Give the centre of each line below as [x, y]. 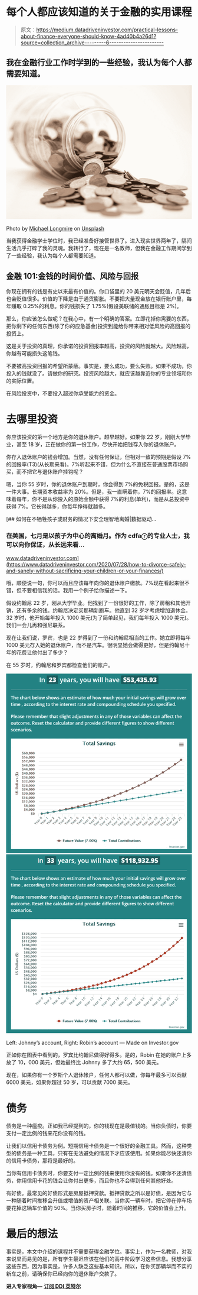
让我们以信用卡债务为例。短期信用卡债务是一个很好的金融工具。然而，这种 [96, 1146]
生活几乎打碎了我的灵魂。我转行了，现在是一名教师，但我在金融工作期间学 [96, 248]
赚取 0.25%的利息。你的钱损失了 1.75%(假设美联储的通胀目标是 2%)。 [96, 306]
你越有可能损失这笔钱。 [34, 354]
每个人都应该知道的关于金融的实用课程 [99, 12]
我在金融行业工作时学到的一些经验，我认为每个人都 [99, 63]
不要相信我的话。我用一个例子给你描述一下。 [76, 590]
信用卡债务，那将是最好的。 [44, 1161]
